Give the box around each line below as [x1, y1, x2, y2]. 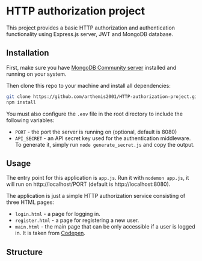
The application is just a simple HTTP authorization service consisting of [6, 192, 186, 200]
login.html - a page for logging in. [14, 210, 100, 218]
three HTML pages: [6, 198, 54, 206]
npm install [6, 99, 36, 105]
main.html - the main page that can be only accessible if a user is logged [14, 223, 195, 230]
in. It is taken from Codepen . [14, 230, 86, 237]
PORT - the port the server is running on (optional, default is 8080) [14, 128, 177, 135]
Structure [6, 247, 43, 257]
